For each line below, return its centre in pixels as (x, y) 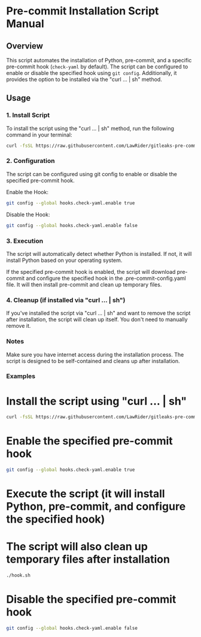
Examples (21, 376)
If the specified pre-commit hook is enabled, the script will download (91, 271)
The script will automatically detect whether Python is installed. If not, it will (99, 253)
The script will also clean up (77, 547)
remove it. (19, 326)
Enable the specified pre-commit (90, 441)
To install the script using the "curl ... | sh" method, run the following (90, 128)
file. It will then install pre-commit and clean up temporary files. (84, 284)
